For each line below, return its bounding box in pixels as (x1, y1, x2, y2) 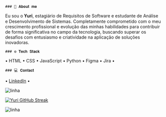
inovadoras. (5, 40, 29, 45)
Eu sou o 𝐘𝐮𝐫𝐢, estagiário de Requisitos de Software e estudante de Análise (5, 13, 159, 19)
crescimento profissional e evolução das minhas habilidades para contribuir (5, 24, 160, 29)
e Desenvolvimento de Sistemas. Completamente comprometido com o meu (5, 18, 162, 24)
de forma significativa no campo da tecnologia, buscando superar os (5, 29, 147, 35)
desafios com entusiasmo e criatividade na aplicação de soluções (5, 34, 140, 40)
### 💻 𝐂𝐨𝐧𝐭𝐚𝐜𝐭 (5, 68, 34, 73)
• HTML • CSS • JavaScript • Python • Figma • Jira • (5, 58, 115, 63)
